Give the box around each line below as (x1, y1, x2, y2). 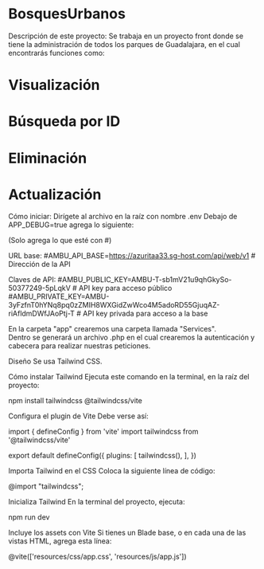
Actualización (8, 185, 102, 203)
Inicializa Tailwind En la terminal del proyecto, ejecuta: (8, 497, 185, 507)
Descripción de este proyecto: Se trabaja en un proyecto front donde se (8, 31, 244, 41)
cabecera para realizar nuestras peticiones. (8, 341, 151, 351)
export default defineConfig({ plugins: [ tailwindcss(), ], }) (8, 451, 197, 461)
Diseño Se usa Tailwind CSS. (8, 356, 103, 367)
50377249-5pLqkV (8, 284, 72, 293)
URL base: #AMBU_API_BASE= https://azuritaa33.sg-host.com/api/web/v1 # (8, 251, 256, 261)
